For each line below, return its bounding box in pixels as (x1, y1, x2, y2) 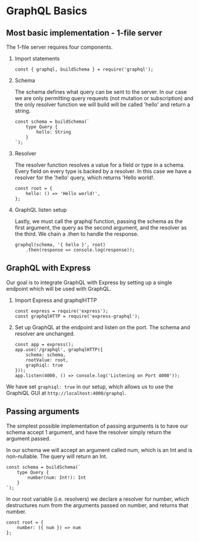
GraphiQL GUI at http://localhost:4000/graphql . (6, 389, 127, 396)
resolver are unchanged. (14, 330, 75, 337)
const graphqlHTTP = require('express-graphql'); (14, 313, 141, 319)
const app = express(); (14, 341, 74, 348)
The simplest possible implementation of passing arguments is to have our (6, 422, 188, 429)
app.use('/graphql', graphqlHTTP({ (14, 346, 103, 352)
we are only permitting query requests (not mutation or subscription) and (14, 95, 194, 101)
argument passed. (6, 435, 51, 442)
